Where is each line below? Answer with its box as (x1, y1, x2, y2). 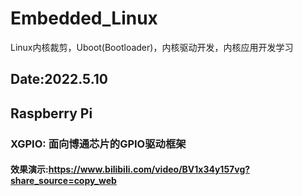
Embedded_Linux (10, 7, 158, 30)
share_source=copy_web (10, 175, 117, 187)
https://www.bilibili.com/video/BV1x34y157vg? (48, 163, 251, 176)
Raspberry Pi (10, 105, 93, 122)
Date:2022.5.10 (10, 71, 109, 88)
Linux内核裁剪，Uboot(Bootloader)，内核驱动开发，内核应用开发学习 (10, 41, 294, 53)
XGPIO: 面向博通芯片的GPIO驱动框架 (10, 137, 187, 151)
